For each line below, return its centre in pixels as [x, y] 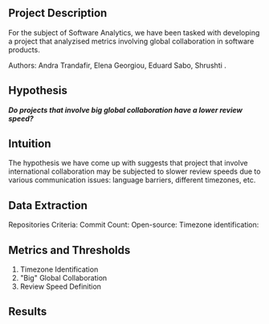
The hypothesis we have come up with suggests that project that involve [128, 163]
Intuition [30, 144]
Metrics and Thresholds [69, 250]
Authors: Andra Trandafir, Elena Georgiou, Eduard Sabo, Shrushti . [117, 65]
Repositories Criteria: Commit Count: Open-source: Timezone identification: [134, 225]
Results [28, 312]
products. [24, 49]
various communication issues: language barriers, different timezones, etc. [132, 180]
